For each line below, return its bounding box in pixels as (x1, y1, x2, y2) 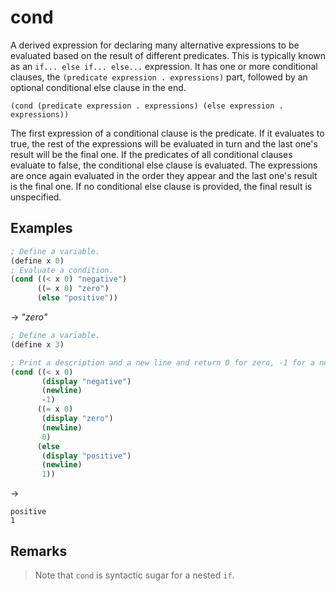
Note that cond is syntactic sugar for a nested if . (34, 569, 235, 581)
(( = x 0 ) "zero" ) (36, 284, 110, 294)
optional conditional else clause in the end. (10, 81, 187, 93)
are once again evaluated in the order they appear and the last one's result (10, 169, 318, 181)
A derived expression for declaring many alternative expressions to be (10, 39, 300, 51)
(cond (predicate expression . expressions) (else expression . (10, 101, 284, 111)
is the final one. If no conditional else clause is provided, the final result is (10, 180, 313, 192)
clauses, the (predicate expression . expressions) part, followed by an (10, 71, 308, 83)
